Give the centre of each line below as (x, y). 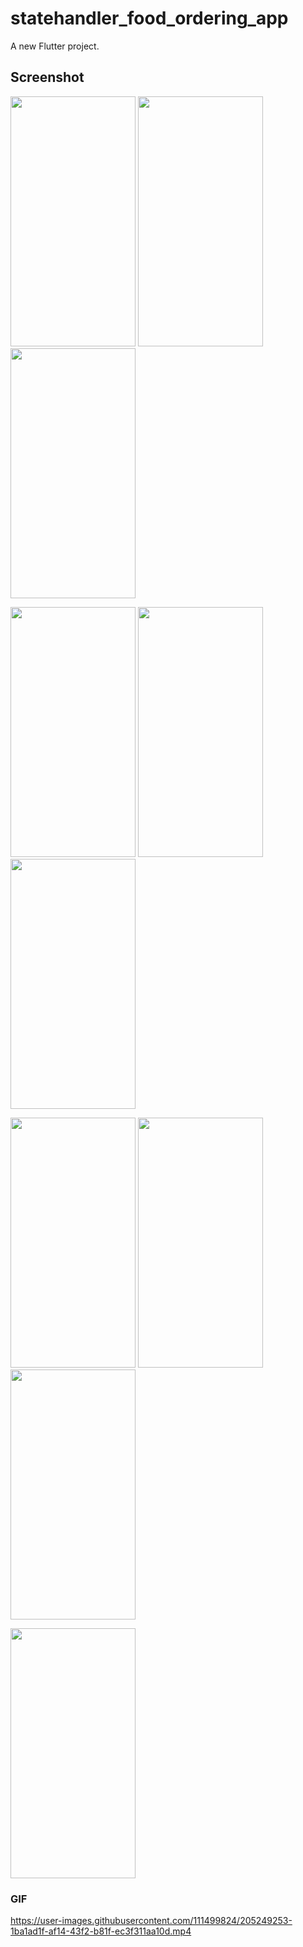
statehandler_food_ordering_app (149, 18)
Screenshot (47, 77)
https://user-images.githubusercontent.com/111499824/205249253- (151, 1921)
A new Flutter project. (55, 46)
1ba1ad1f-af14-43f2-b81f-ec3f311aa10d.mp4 (101, 1931)
